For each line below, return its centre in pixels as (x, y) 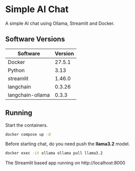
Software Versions (35, 39)
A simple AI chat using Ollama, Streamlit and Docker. (60, 23)
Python (16, 70)
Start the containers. (27, 125)
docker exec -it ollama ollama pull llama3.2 (54, 153)
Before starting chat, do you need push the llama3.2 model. (67, 144)
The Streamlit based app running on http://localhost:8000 (65, 163)
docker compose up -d (28, 134)
